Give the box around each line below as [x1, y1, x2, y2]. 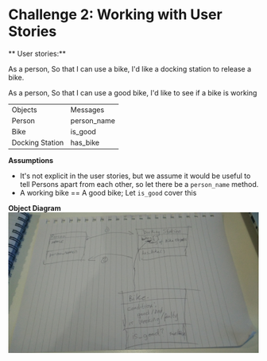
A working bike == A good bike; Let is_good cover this [19, 188, 197, 197]
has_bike [70, 138, 100, 148]
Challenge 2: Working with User [8, 6, 222, 24]
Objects [11, 105, 37, 115]
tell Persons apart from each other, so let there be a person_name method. [19, 179, 259, 188]
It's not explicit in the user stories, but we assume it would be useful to [19, 171, 251, 180]
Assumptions [8, 155, 54, 165]
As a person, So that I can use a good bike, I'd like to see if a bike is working [8, 87, 257, 97]
